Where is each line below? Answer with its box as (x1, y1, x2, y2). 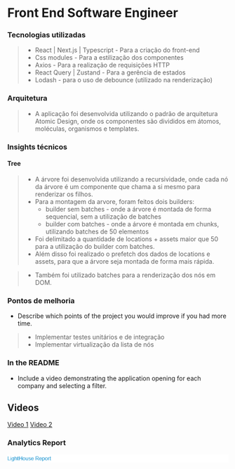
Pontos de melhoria (7, 295, 75, 305)
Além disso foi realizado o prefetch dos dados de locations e (34, 250, 210, 258)
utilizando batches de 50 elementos (45, 227, 149, 236)
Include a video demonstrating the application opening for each (17, 374, 201, 383)
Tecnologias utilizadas (7, 30, 86, 40)
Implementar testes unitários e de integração (34, 333, 165, 342)
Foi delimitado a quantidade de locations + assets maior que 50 (34, 234, 219, 243)
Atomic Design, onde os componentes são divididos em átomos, (34, 117, 221, 125)
